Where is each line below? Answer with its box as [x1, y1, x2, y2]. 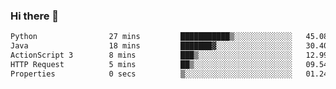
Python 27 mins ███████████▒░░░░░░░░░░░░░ [10, 32, 293, 42]
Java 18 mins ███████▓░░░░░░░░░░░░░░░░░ [10, 41, 293, 51]
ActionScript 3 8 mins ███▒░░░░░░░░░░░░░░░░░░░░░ [10, 50, 293, 61]
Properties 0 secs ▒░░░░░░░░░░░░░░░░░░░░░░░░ [10, 69, 293, 79]
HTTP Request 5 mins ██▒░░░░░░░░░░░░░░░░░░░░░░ [10, 59, 293, 69]
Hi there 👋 [10, 9, 60, 23]
